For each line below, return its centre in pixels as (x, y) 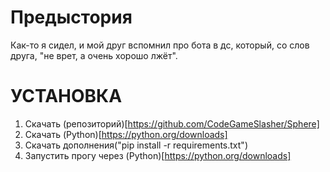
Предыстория (71, 17)
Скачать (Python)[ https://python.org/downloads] (126, 134)
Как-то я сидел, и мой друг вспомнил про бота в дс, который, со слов (160, 45)
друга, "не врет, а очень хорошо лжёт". (94, 55)
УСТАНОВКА (66, 96)
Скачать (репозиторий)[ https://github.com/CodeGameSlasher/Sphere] (172, 123)
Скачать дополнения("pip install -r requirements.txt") (136, 145)
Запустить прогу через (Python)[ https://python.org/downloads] (158, 155)
